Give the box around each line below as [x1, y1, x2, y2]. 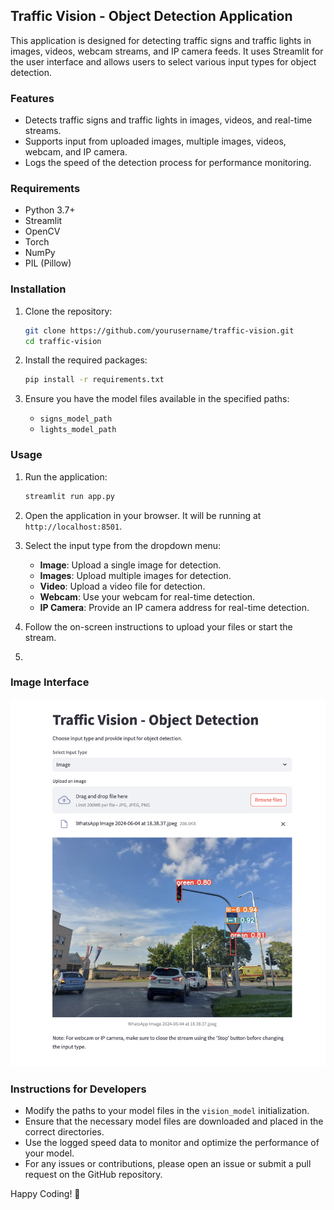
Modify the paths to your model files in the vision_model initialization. [24, 1104, 310, 1116]
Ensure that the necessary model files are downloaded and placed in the [24, 1115, 324, 1127]
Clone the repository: [24, 305, 113, 317]
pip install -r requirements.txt [24, 375, 165, 385]
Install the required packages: [24, 354, 148, 366]
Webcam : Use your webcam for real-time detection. [39, 590, 256, 603]
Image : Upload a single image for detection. [39, 559, 222, 571]
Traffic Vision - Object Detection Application [10, 8, 293, 25]
